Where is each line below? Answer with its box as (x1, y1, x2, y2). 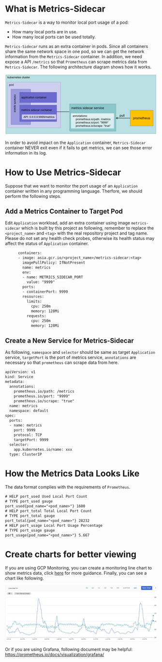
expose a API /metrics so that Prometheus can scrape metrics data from (5, 59, 147, 64)
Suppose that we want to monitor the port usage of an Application (5, 183, 138, 189)
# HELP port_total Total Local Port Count (5, 509, 92, 514)
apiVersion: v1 (5, 370, 36, 375)
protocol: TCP (14, 433, 42, 438)
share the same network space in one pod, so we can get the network (5, 48, 145, 54)
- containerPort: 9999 (22, 289, 68, 294)
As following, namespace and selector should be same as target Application (5, 349, 156, 355)
